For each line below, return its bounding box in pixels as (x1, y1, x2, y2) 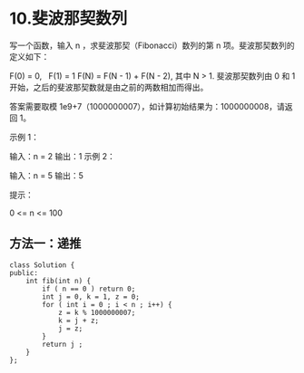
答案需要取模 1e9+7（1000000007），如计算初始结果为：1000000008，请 (9, 100, 286, 111)
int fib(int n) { (25, 276, 92, 285)
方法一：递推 (9, 236, 82, 252)
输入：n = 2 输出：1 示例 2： (9, 150, 115, 161)
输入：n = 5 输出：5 (9, 169, 83, 181)
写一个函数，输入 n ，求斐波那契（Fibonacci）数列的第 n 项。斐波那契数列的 (9, 40, 295, 51)
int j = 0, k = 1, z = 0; (42, 292, 141, 301)
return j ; (42, 340, 83, 349)
